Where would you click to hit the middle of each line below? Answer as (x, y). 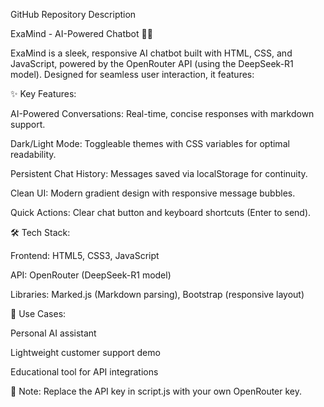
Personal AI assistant (53, 333)
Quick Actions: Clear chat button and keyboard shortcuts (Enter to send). (161, 212)
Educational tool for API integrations (84, 372)
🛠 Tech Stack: (40, 232)
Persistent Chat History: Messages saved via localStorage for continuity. (159, 173)
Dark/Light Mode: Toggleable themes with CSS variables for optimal (150, 143)
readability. (33, 154)
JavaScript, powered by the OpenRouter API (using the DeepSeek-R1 (152, 63)
